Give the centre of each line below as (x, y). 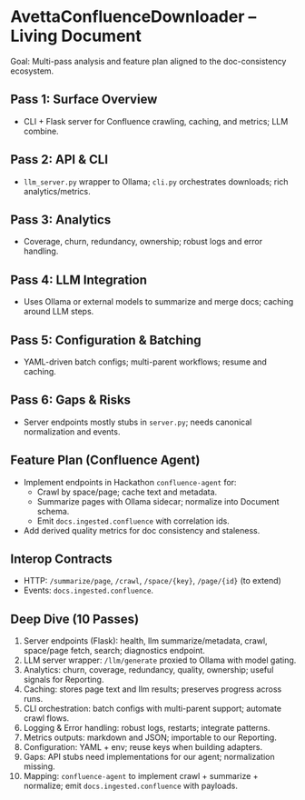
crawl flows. (46, 718)
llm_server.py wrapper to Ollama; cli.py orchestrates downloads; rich (156, 181)
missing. (39, 766)
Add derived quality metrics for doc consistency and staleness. (142, 530)
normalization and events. (72, 431)
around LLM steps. (59, 312)
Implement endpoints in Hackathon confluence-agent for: (130, 482)
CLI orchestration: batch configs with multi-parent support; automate (152, 709)
